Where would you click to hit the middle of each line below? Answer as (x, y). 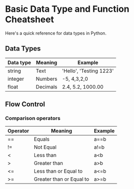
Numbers (47, 79)
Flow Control (25, 104)
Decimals (47, 87)
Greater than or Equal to (62, 179)
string (14, 71)
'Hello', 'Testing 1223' (88, 71)
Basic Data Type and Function (67, 9)
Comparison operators (33, 118)
